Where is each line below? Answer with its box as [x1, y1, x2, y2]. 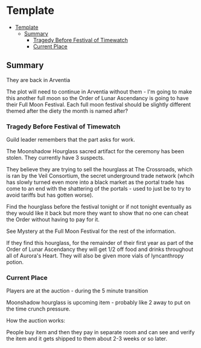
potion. [6, 259, 24, 266]
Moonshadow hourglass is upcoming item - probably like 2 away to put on [6, 299, 191, 306]
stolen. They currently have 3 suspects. [6, 154, 104, 162]
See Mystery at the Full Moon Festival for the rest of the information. [6, 227, 176, 235]
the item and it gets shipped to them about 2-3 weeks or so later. [6, 335, 168, 343]
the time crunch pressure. [6, 305, 71, 312]
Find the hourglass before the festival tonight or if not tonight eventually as [6, 203, 192, 210]
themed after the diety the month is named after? [6, 107, 129, 115]
